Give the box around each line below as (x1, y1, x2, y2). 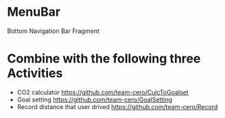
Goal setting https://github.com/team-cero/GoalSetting (16, 95, 173, 104)
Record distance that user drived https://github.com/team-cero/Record (16, 102, 218, 110)
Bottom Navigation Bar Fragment (7, 27, 99, 35)
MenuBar (7, 4, 60, 20)
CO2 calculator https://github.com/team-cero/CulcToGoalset (16, 88, 189, 96)
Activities (7, 66, 63, 81)
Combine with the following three (7, 51, 201, 67)
